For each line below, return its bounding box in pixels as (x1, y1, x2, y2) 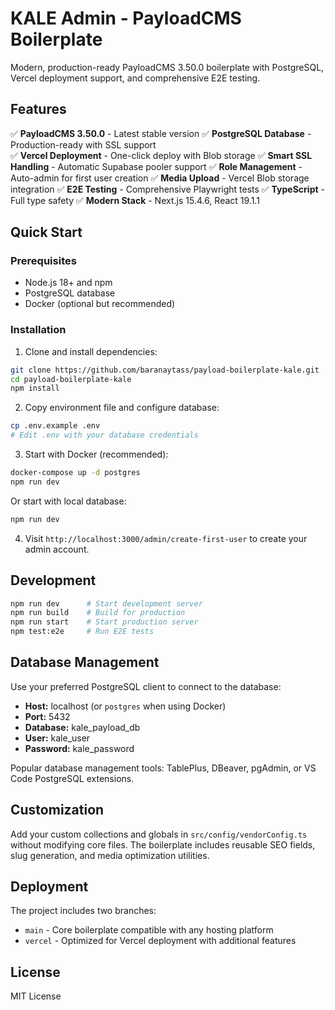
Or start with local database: (10, 495, 127, 507)
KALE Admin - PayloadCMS (10, 7, 242, 30)
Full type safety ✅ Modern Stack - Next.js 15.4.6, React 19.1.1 (10, 194, 260, 206)
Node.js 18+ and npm (24, 277, 113, 289)
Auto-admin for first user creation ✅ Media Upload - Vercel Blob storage (10, 172, 310, 184)
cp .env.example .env (10, 421, 101, 431)
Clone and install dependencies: (24, 345, 158, 357)
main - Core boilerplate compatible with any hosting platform (24, 924, 274, 936)
